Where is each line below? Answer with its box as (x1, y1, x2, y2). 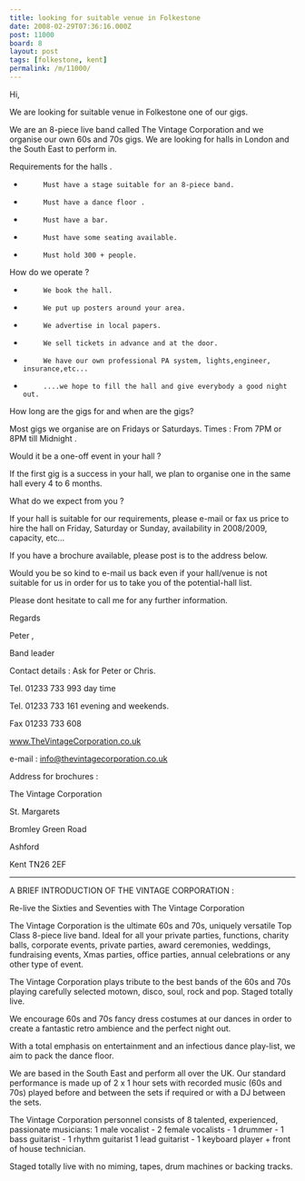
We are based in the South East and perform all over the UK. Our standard (9, 1067, 286, 1078)
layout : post (9, 47, 59, 56)
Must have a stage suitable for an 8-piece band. (43, 180, 235, 189)
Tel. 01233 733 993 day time (9, 682, 116, 693)
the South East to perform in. (9, 143, 118, 154)
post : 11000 (9, 30, 54, 39)
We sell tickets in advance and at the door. (43, 338, 219, 348)
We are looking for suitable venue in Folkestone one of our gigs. (9, 106, 249, 117)
